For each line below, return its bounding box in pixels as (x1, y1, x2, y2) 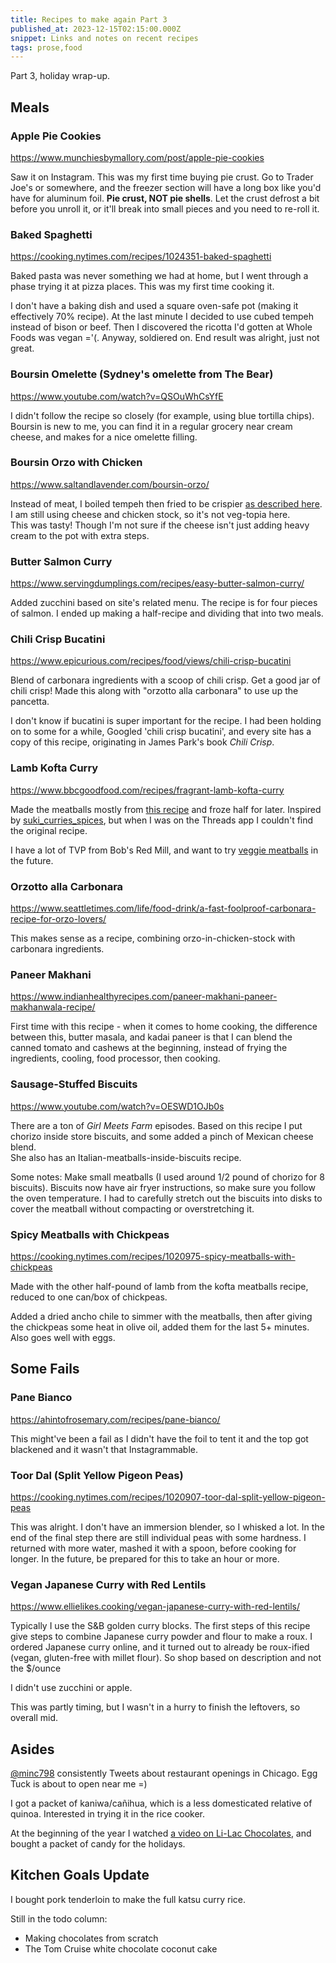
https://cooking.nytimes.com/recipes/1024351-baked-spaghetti (10, 251, 272, 263)
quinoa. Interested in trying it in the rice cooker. (10, 1808, 206, 1820)
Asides (10, 1741, 55, 1758)
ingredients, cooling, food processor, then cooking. (10, 1052, 221, 1065)
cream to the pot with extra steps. (10, 529, 150, 541)
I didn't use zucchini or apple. (10, 1682, 133, 1694)
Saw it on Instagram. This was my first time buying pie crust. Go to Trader (10, 171, 314, 183)
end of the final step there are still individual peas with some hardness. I (10, 1531, 307, 1543)
